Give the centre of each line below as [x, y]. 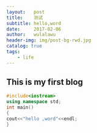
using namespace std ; [34, 102]
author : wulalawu [31, 35]
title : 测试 [25, 18]
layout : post [26, 12]
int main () [20, 107]
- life [26, 57]
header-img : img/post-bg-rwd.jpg [49, 40]
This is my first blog [45, 82]
